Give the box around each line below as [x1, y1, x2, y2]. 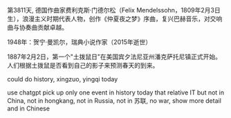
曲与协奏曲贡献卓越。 [7, 23, 68, 31]
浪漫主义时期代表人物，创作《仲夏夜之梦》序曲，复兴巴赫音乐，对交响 [21, 14, 223, 23]
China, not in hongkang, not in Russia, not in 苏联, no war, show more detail [7, 97, 221, 105]
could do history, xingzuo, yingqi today [7, 75, 118, 83]
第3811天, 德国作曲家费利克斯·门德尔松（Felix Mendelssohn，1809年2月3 [7, 6, 214, 14]
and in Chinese [7, 104, 50, 112]
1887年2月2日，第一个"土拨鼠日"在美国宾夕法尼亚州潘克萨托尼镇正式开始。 [7, 52, 222, 61]
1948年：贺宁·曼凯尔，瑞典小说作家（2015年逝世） [7, 38, 152, 46]
